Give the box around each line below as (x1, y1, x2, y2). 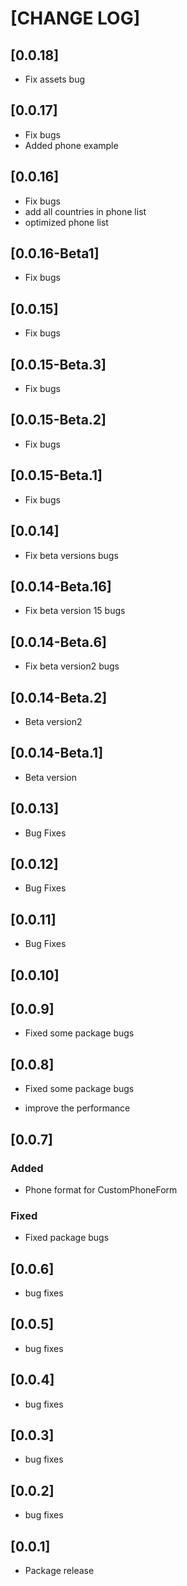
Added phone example (24, 139, 119, 151)
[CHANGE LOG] (10, 7, 141, 30)
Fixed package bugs (24, 1232, 110, 1244)
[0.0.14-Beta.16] (10, 578, 112, 595)
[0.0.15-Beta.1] (10, 467, 103, 484)
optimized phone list (24, 216, 109, 228)
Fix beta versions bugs (24, 549, 119, 561)
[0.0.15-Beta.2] (10, 412, 107, 429)
